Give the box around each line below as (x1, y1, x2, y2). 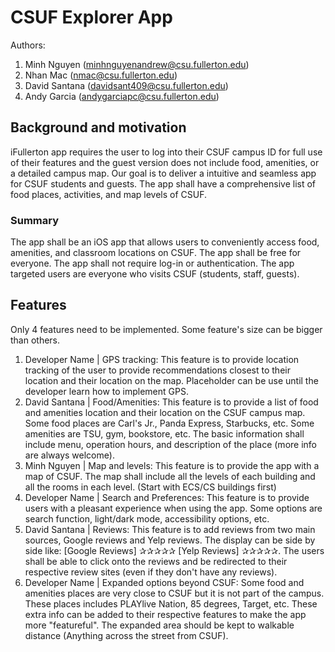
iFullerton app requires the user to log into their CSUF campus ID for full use (10, 146, 323, 158)
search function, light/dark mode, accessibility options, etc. (24, 512, 270, 525)
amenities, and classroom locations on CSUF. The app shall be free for (10, 247, 302, 259)
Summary (10, 213, 60, 227)
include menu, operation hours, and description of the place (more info (24, 438, 317, 450)
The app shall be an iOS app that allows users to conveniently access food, (10, 236, 320, 248)
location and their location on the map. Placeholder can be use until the (24, 374, 319, 386)
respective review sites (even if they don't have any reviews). (24, 566, 278, 578)
